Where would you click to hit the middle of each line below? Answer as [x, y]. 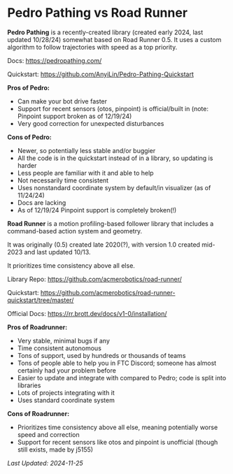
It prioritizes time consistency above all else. [71, 265]
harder [27, 165]
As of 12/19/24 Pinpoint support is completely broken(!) [97, 210]
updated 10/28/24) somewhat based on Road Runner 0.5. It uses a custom [114, 39]
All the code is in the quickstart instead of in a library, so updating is [115, 158]
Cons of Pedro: [30, 137]
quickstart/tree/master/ [41, 300]
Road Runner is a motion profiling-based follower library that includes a [111, 223]
